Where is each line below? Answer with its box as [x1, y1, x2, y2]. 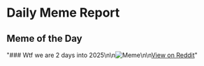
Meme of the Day [6, 33, 82, 44]
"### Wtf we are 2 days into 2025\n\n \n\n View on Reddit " [6, 51, 198, 59]
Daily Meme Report [6, 5, 120, 21]
